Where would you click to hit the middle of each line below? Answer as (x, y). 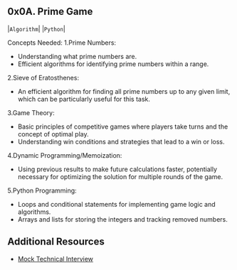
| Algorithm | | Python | (36, 28)
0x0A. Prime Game (50, 12)
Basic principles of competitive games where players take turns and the (123, 126)
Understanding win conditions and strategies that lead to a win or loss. (121, 141)
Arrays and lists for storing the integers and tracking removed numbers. (122, 219)
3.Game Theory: (31, 112)
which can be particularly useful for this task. (84, 99)
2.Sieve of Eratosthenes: (43, 77)
